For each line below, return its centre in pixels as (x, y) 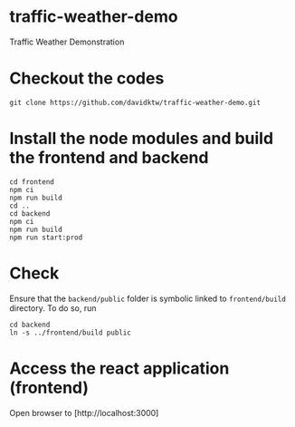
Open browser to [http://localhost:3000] (84, 412)
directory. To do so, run (53, 308)
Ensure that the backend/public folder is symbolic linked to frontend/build (148, 298)
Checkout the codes (87, 78)
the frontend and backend (109, 158)
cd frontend (32, 182)
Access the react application (119, 368)
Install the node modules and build (142, 139)
